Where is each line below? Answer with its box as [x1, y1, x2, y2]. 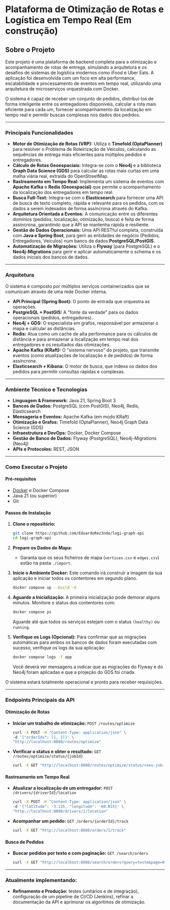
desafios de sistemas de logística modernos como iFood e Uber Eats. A [5, 70, 154, 76]
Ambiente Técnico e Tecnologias [5, 386, 88, 393]
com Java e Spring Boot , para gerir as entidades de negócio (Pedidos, [12, 233, 160, 239]
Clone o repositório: [12, 521, 56, 527]
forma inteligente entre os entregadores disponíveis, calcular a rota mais [5, 101, 156, 107]
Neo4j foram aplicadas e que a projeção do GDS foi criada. [12, 669, 136, 675]
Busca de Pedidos [5, 839, 44, 845]
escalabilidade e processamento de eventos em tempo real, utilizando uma [5, 80, 161, 86]
